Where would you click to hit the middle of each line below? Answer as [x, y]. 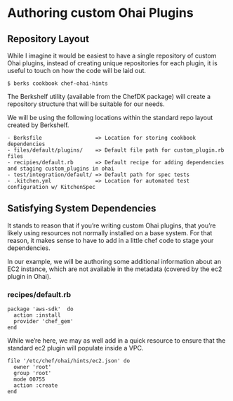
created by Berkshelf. [38, 125]
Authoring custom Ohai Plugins [101, 13]
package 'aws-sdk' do [40, 309]
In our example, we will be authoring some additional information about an [114, 261]
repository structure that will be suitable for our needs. [86, 104]
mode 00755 [29, 380]
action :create [36, 386]
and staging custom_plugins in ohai [61, 169]
